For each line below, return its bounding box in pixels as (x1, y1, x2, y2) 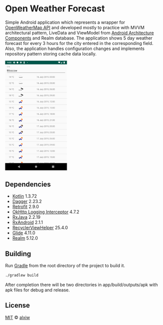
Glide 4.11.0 (12, 230, 36, 236)
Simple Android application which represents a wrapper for (5, 19, 125, 25)
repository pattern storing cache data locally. (5, 50, 97, 57)
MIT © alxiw (5, 314, 30, 320)
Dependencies (5, 180, 51, 188)
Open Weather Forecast (5, 3, 105, 14)
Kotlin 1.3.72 (12, 193, 37, 199)
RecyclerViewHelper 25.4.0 (12, 225, 68, 231)
